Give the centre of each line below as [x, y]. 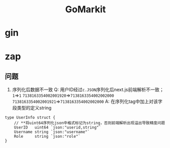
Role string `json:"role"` [47, 137]
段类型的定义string [32, 108]
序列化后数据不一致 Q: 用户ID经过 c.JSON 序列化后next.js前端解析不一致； [88, 90]
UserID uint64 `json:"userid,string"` [58, 128]
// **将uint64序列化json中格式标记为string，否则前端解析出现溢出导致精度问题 [90, 123]
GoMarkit [86, 9]
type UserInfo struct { [30, 118]
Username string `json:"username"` [52, 132]
